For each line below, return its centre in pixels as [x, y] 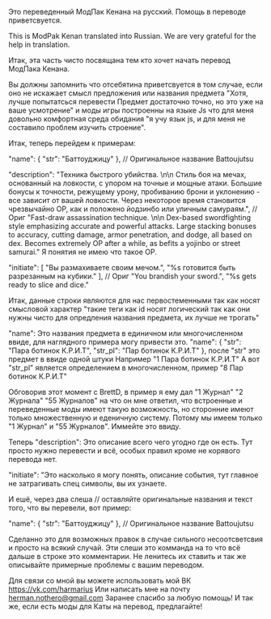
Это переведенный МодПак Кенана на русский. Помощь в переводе [127, 12]
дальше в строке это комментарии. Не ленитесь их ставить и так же [127, 556]
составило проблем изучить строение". [77, 127]
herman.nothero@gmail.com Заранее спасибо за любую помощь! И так [131, 598]
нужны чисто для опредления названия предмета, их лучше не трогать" [134, 318]
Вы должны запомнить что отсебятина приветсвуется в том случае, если [135, 85]
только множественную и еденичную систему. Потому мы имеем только [135, 418]
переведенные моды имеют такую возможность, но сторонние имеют [131, 409]
